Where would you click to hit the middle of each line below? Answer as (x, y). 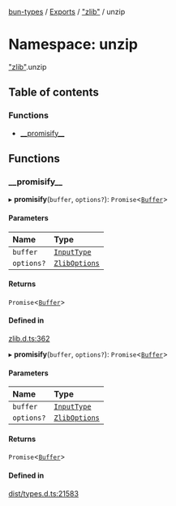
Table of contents (54, 92)
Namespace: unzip (73, 45)
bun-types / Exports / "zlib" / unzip (67, 12)
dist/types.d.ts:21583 (44, 493)
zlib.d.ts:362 (29, 338)
